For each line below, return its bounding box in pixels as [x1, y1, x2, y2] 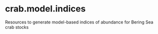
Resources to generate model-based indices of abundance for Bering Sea [5, 19, 154, 25]
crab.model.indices [5, 3, 86, 14]
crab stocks [5, 24, 29, 30]
